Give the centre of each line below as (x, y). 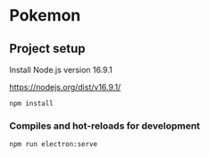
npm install (31, 103)
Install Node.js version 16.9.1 (61, 70)
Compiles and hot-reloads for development (105, 126)
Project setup (48, 49)
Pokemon (45, 16)
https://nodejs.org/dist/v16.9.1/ (65, 87)
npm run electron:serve (54, 145)
